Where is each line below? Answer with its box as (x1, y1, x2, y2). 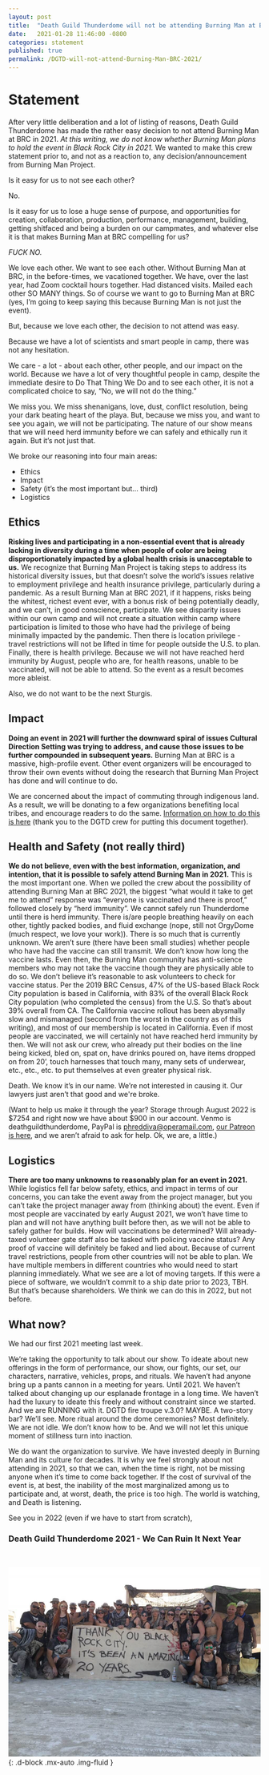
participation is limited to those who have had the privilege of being (8, 622, 231, 631)
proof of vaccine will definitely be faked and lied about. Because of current (8, 1243, 255, 1253)
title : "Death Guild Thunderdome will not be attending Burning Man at (8, 21, 256, 30)
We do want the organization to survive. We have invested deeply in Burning (8, 1446, 260, 1456)
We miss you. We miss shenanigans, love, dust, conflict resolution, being (8, 401, 248, 411)
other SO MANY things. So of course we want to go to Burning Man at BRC (8, 288, 255, 298)
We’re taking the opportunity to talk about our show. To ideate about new (8, 1354, 249, 1364)
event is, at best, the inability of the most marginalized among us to (8, 1481, 230, 1490)
